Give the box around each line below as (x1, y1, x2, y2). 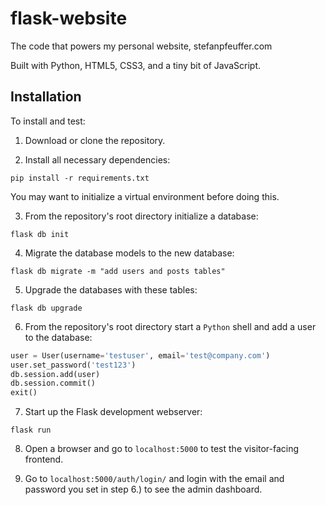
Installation (10, 88, 82, 106)
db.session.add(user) (10, 369, 101, 379)
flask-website (10, 7, 128, 30)
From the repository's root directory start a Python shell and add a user (24, 320, 317, 332)
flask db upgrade (10, 303, 83, 313)
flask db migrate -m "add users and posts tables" (10, 266, 226, 276)
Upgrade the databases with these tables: (24, 283, 198, 296)
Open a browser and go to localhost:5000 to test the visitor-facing (24, 443, 300, 455)
